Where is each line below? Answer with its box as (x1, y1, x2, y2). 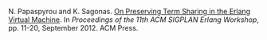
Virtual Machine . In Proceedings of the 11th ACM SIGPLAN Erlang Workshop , (8, 15, 259, 24)
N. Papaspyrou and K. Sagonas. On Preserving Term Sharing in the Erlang (8, 7, 251, 16)
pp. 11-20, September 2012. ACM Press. (8, 24, 139, 32)
